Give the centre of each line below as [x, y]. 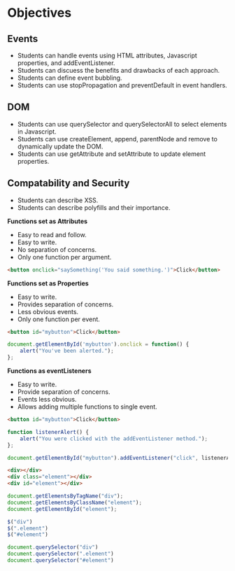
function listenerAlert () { [48, 432]
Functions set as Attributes [48, 221]
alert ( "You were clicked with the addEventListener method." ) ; [114, 439]
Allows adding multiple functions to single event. [87, 407]
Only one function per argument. [64, 257]
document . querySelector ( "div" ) [53, 547]
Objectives [40, 13]
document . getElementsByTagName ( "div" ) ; [65, 496]
